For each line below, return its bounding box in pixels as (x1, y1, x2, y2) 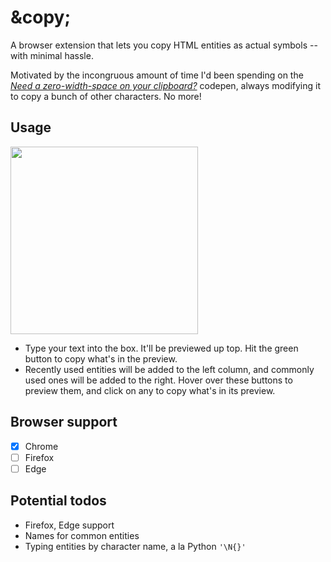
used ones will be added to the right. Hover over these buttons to (24, 374, 293, 386)
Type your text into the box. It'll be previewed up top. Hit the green (24, 342, 299, 354)
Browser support (10, 414, 118, 431)
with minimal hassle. (10, 49, 94, 61)
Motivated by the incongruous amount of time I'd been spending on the (10, 69, 304, 81)
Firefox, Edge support (24, 519, 115, 531)
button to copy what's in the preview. (24, 352, 178, 365)
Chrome (24, 440, 59, 452)
